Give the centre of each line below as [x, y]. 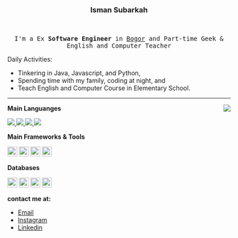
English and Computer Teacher [119, 46]
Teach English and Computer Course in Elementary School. [104, 88]
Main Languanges [34, 108]
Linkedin [30, 227]
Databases [24, 168]
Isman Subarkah [119, 10]
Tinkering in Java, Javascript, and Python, [79, 73]
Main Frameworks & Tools [46, 137]
